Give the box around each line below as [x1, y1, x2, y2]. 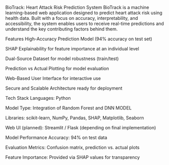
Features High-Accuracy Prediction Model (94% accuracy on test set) [5, 36, 152, 42]
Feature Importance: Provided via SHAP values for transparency [5, 154, 140, 160]
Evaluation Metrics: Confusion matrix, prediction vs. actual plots [5, 145, 140, 150]
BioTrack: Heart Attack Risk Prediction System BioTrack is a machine [5, 5, 150, 10]
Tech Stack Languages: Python [5, 95, 71, 101]
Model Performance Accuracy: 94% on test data [5, 134, 107, 141]
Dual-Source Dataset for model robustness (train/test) [5, 56, 119, 62]
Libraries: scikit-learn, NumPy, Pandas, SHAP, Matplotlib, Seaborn [5, 115, 144, 121]
